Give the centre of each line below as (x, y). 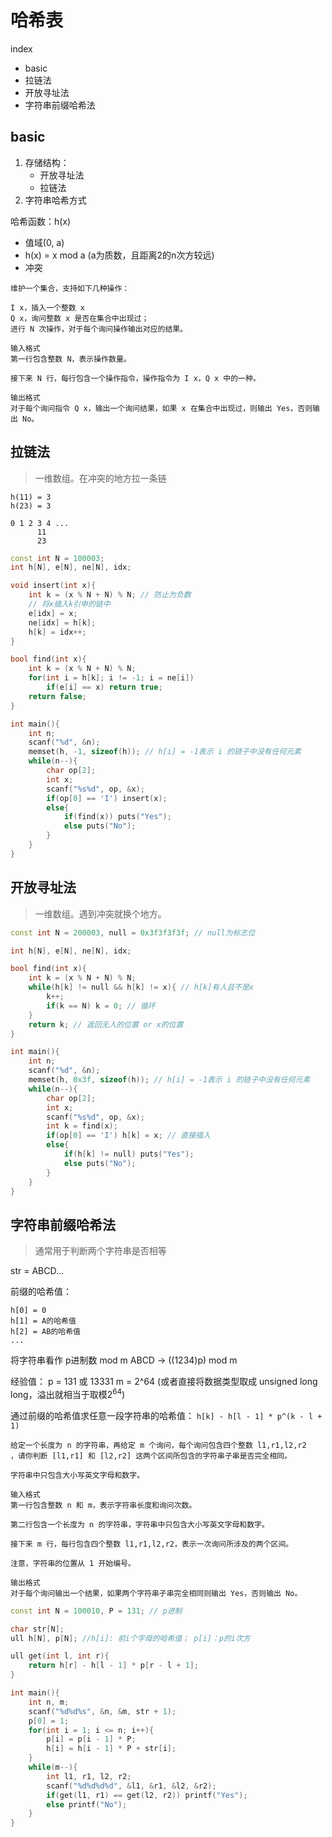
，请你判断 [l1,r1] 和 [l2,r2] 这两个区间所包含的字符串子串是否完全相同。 (151, 1456)
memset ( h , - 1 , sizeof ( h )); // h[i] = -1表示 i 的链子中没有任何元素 (165, 752)
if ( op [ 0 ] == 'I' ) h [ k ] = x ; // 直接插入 (128, 1136)
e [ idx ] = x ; (53, 613)
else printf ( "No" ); (87, 1804)
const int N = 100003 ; (57, 558)
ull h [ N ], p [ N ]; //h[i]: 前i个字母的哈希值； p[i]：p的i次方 (130, 1638)
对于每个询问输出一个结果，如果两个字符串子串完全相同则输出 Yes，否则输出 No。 (156, 1593)
